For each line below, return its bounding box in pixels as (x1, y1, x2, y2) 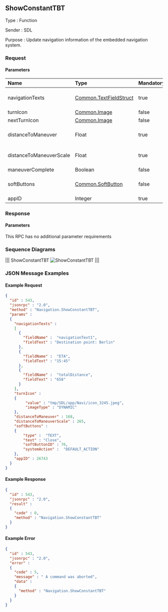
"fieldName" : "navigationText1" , (23, 335, 97, 340)
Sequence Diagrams (5, 246, 56, 253)
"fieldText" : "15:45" (23, 358, 70, 363)
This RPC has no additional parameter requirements (5, 234, 111, 240)
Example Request (5, 282, 42, 288)
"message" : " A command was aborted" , (14, 574, 97, 579)
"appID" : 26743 (14, 456, 48, 461)
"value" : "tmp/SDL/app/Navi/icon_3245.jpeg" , (25, 400, 124, 405)
